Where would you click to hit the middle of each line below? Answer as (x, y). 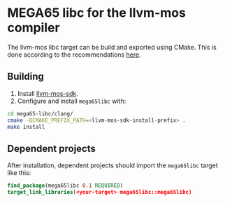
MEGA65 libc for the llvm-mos (97, 13)
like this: (19, 173)
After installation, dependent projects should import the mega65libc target (112, 165)
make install (26, 127)
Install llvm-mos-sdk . (48, 93)
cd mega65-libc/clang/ (40, 113)
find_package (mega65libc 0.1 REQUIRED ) (65, 186)
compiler (34, 28)
